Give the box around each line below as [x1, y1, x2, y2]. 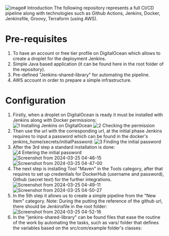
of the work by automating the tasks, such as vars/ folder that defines [12, 219, 159, 225]
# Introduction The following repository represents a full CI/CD [23, 5, 154, 11]
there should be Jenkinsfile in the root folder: [12, 203, 107, 209]
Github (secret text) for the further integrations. [12, 176, 112, 182]
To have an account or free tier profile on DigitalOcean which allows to [12, 50, 161, 56]
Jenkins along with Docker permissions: [12, 117, 97, 123]
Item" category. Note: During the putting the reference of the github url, [12, 198, 163, 204]
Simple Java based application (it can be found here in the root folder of [12, 61, 164, 67]
